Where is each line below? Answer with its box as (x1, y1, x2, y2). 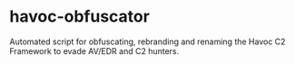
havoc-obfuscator (9, 6, 150, 27)
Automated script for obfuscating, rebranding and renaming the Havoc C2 (9, 36, 286, 47)
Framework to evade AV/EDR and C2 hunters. (9, 45, 180, 56)
